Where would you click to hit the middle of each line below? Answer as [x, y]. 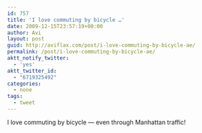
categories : [24, 84]
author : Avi [24, 33]
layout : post [26, 39]
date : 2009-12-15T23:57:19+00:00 [55, 26]
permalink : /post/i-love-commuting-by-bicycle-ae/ [81, 52]
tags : [15, 97]
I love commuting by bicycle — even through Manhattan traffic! [97, 122]
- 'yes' [24, 64]
